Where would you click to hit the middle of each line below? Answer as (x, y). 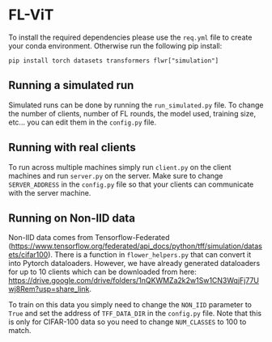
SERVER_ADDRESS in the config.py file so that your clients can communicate (131, 184)
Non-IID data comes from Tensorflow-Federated (89, 238)
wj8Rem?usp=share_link (49, 289)
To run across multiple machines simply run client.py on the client (120, 167)
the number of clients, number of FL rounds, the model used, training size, (132, 113)
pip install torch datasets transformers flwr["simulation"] (114, 61)
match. (20, 331)
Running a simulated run (71, 85)
